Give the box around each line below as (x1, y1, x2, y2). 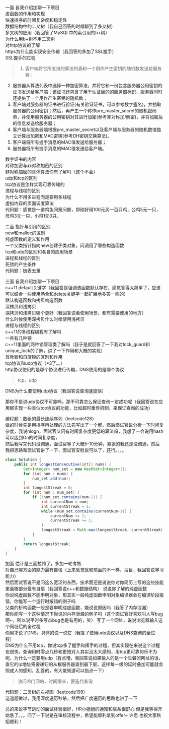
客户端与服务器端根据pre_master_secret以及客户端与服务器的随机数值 (12, 126, 157, 132)
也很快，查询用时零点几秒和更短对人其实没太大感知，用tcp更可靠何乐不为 (5, 649, 157, 655)
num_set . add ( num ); (32, 476, 71, 481)
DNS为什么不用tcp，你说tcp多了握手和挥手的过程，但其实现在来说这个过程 (5, 642, 160, 648)
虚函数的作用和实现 (5, 11, 45, 17)
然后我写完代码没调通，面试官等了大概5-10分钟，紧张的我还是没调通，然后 (5, 441, 160, 447)
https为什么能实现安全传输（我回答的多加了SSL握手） (5, 48, 117, 54)
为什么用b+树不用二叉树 (5, 36, 55, 42)
